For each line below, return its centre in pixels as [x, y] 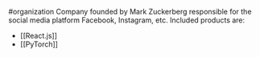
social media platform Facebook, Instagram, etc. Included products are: [127, 20]
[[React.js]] [39, 36]
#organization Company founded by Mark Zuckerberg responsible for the [130, 12]
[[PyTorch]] [39, 44]
